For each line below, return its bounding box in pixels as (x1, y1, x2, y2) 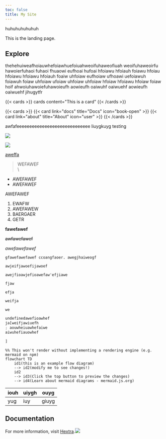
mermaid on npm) (5, 352, 39, 357)
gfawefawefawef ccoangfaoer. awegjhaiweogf (5, 255, 97, 260)
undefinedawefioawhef (5, 316, 50, 321)
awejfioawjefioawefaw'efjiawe (5, 272, 68, 277)
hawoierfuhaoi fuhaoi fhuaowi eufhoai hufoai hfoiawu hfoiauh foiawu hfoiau (5, 68, 160, 74)
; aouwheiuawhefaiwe (5, 325, 48, 331)
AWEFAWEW (12, 206, 39, 212)
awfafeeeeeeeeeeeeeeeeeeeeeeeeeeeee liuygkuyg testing (5, 123, 127, 129)
